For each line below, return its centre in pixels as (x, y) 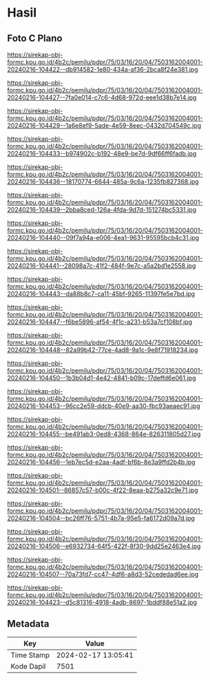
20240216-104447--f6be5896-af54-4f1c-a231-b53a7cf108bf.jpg (100, 322)
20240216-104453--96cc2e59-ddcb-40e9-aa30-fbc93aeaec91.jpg (104, 406)
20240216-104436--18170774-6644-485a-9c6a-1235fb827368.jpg (103, 182)
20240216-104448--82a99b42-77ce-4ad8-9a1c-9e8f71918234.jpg (103, 350)
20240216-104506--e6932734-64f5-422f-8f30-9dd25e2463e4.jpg (104, 546)
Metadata (28, 624)
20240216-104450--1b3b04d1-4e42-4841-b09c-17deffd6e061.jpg (102, 378)
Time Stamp (30, 655)
